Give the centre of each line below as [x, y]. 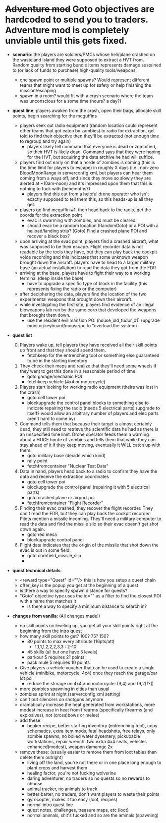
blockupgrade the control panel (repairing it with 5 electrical [88, 487]
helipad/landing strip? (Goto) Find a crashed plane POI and [87, 231]
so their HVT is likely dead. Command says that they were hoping [94, 152]
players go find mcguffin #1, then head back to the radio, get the [85, 210]
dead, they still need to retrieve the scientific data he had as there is [89, 429]
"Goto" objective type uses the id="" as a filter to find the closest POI [90, 595]
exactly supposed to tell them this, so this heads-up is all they [90, 199]
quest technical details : [37, 570]
